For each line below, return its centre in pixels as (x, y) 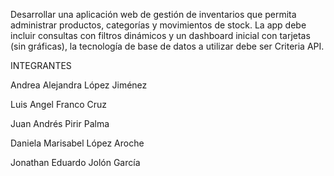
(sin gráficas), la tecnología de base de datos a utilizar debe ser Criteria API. (167, 46)
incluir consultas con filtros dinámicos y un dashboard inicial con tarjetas (160, 35)
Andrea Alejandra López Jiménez (79, 85)
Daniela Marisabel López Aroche (77, 143)
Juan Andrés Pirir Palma (60, 123)
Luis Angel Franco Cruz (59, 104)
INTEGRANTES (41, 65)
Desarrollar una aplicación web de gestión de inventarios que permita (153, 14)
